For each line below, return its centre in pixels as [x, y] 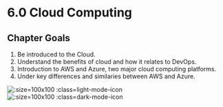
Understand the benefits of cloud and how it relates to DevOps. [107, 62]
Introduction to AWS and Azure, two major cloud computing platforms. [117, 69]
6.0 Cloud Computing [70, 13]
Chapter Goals [39, 38]
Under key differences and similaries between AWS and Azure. [106, 76]
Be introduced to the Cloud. [56, 54]
